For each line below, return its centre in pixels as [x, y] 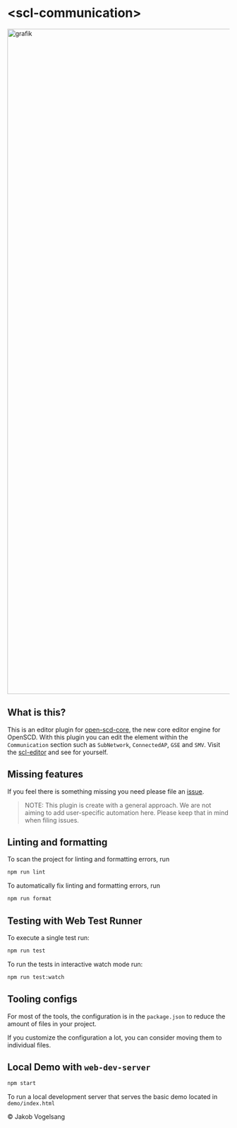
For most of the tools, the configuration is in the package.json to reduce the [116, 1016]
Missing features [45, 774]
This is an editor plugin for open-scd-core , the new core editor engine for [114, 729]
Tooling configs [42, 999]
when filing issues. [52, 820]
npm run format [30, 899]
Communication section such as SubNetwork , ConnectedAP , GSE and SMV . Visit [114, 744]
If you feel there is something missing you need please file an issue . [106, 791]
